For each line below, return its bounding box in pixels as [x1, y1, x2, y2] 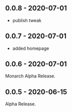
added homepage [12, 45, 49, 51]
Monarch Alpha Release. [5, 73, 56, 79]
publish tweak [12, 17, 41, 23]
